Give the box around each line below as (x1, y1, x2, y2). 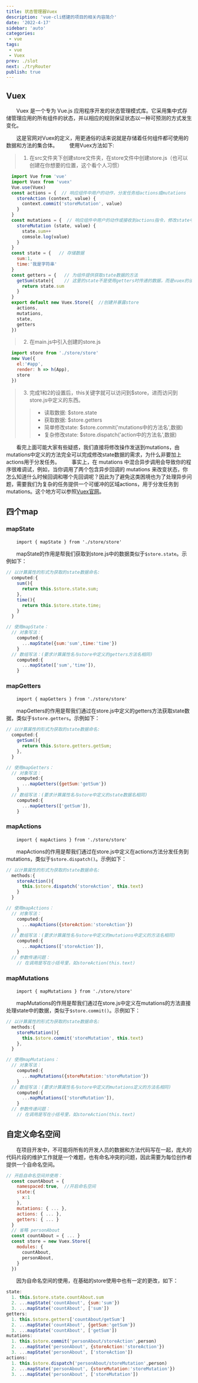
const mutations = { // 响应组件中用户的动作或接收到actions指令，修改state (11, 218, 190, 224)
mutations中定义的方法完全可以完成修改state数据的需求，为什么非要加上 (6, 451, 181, 458)
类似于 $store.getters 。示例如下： (16, 715, 100, 722)
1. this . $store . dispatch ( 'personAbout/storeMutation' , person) (11, 1360, 167, 1366)
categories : (6, 31, 35, 37)
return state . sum (21, 283, 65, 289)
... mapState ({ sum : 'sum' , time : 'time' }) (21, 640, 117, 646)
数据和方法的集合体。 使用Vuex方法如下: (6, 142, 114, 149)
